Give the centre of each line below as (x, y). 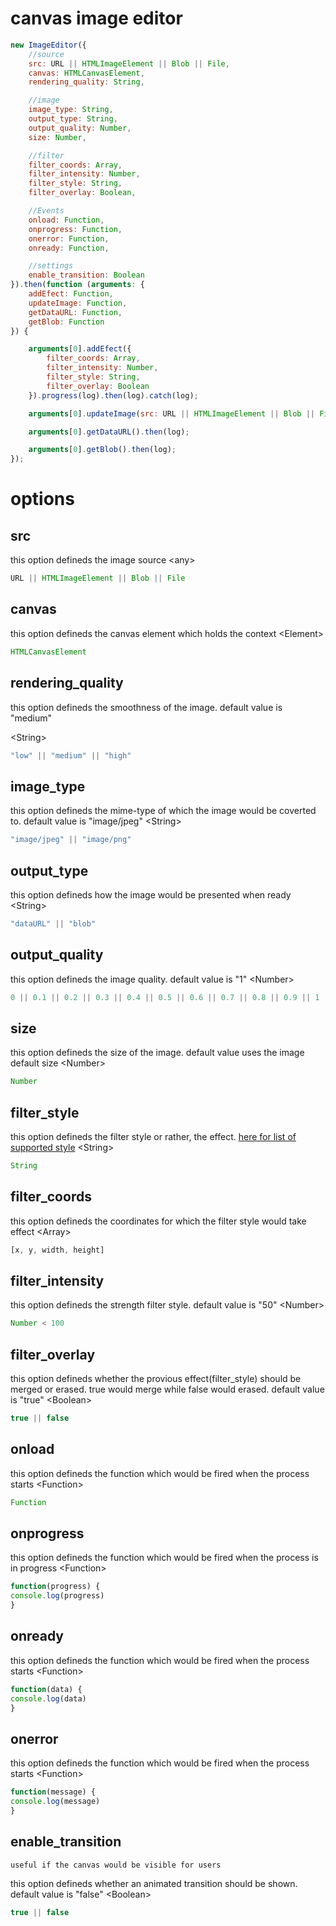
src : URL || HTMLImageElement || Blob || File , (129, 63)
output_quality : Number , (80, 128)
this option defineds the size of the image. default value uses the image (157, 1053)
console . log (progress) (57, 1596)
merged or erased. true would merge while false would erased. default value (167, 1389)
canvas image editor (96, 18)
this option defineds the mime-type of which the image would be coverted (163, 811)
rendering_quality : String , (86, 82)
